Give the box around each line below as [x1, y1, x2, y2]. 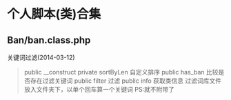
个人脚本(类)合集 [7, 6, 101, 22]
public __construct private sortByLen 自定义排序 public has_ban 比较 [23, 68, 219, 76]
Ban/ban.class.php [7, 34, 91, 46]
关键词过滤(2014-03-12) [7, 53, 75, 61]
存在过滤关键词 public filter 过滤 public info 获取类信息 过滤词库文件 [30, 77, 222, 85]
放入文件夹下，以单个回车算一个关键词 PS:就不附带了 [23, 86, 174, 93]
